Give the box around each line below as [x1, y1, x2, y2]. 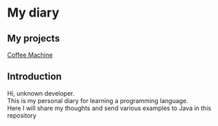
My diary [7, 5, 60, 21]
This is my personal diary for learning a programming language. [7, 96, 189, 105]
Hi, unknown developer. [7, 89, 75, 98]
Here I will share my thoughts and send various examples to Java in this [7, 104, 212, 112]
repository [7, 111, 37, 119]
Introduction [7, 71, 62, 82]
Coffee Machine [7, 51, 53, 59]
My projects [7, 33, 60, 44]
